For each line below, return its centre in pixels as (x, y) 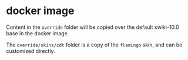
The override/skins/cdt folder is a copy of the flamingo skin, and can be (94, 45)
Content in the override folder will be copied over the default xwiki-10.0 (93, 27)
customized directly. (31, 51)
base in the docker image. (38, 33)
